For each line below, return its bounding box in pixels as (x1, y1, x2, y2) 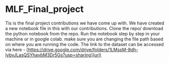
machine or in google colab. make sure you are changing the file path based (5, 36, 163, 42)
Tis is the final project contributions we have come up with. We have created (5, 20, 164, 26)
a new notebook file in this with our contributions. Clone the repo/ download (5, 25, 163, 31)
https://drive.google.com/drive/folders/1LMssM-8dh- (28, 46, 139, 52)
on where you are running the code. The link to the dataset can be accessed (5, 41, 164, 47)
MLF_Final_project (5, 3, 84, 15)
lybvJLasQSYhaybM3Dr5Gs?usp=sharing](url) (5, 51, 102, 58)
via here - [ (5, 46, 29, 52)
